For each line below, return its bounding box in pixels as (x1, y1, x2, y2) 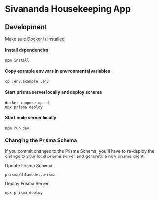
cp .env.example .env (5, 79, 49, 84)
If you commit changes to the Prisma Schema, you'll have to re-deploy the (5, 148, 155, 154)
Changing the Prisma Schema (5, 137, 77, 144)
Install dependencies (5, 47, 49, 53)
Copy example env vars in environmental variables (5, 68, 110, 74)
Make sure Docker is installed (5, 36, 65, 42)
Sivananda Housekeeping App (5, 3, 131, 15)
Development (5, 23, 47, 31)
